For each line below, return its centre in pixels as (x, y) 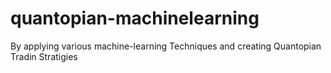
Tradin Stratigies (44, 56)
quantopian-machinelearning (135, 18)
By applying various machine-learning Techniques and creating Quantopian (166, 46)
